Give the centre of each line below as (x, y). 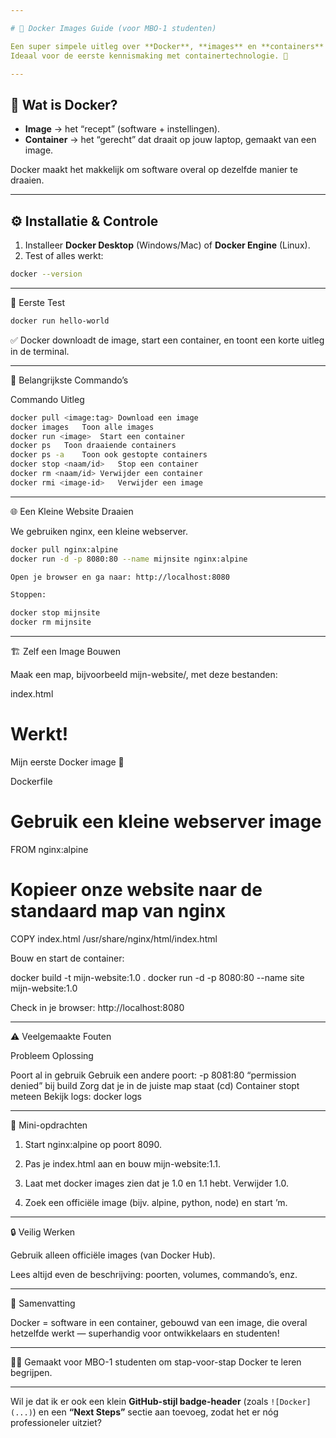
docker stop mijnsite (55, 613)
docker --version (46, 274)
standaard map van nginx (118, 911)
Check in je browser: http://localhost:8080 (97, 1007)
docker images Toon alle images (82, 427)
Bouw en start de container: (67, 958)
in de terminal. (40, 351)
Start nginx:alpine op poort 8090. (93, 1144)
